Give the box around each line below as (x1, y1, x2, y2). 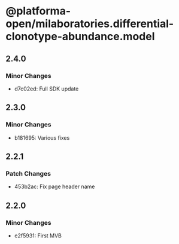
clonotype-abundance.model (5, 30, 155, 43)
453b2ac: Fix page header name (14, 183, 95, 190)
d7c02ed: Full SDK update (14, 85, 79, 92)
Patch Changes (5, 169, 51, 177)
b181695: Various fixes (14, 134, 70, 141)
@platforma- (5, 4, 71, 18)
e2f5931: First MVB (14, 232, 62, 239)
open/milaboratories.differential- (5, 17, 174, 31)
